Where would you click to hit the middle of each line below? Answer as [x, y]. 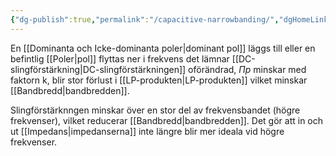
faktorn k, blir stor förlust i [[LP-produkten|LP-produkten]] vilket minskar [159, 80]
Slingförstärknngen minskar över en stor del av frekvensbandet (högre [155, 110]
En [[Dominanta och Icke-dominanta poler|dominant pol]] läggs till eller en [163, 48]
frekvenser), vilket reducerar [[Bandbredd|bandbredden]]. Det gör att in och [167, 120]
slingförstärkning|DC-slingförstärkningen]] [98, 69]
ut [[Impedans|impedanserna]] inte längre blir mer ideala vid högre [147, 131]
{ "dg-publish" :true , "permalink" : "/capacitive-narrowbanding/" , [145, 19]
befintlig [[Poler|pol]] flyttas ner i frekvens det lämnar [120, 58]
